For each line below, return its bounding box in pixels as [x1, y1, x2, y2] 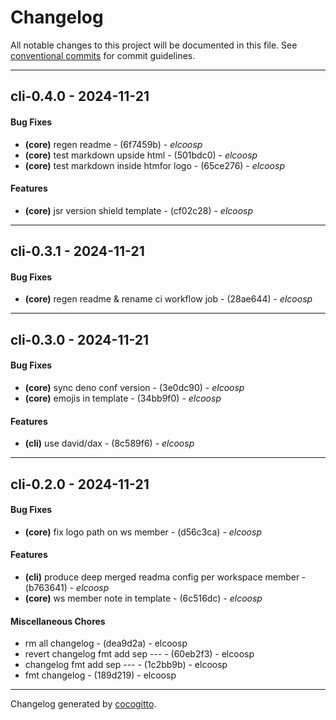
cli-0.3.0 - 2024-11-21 [10, 331, 150, 348]
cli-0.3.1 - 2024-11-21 [10, 243, 145, 260]
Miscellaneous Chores [10, 615, 106, 627]
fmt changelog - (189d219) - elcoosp [24, 669, 177, 681]
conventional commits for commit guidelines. [10, 49, 196, 61]
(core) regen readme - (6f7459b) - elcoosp [24, 138, 203, 150]
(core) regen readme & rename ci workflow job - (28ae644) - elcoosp [24, 293, 313, 305]
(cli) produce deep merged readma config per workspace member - [24, 571, 307, 583]
